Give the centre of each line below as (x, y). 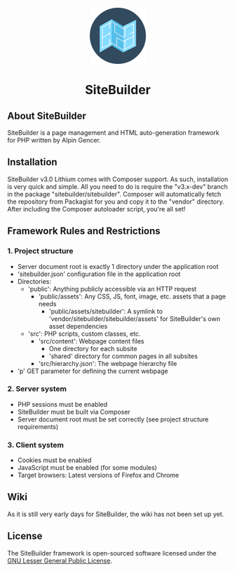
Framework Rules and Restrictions (84, 231)
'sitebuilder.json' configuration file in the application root (99, 274)
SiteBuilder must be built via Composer (74, 412)
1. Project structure (40, 251)
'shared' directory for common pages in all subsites (123, 356)
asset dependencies (78, 326)
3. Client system (36, 445)
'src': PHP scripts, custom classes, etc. (84, 334)
